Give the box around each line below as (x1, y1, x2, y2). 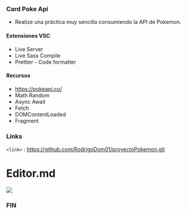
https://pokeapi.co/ (14, 85, 63, 92)
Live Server (14, 46, 44, 53)
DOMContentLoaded (14, 110, 66, 118)
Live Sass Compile (14, 52, 61, 59)
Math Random (14, 92, 50, 99)
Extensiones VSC (6, 32, 51, 39)
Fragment (14, 117, 39, 124)
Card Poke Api (6, 5, 49, 13)
